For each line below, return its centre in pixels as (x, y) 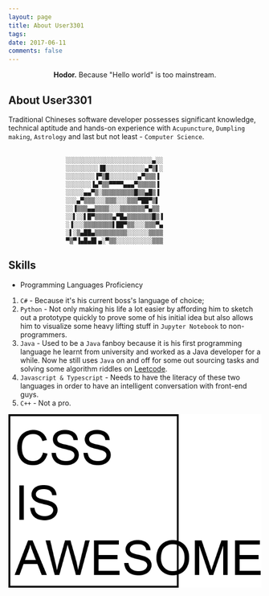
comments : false (35, 51)
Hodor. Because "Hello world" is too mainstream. (135, 75)
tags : (17, 34)
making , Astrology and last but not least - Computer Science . (106, 136)
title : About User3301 (46, 25)
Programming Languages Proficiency (81, 285)
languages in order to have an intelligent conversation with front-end (133, 385)
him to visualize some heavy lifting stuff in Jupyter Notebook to (123, 326)
